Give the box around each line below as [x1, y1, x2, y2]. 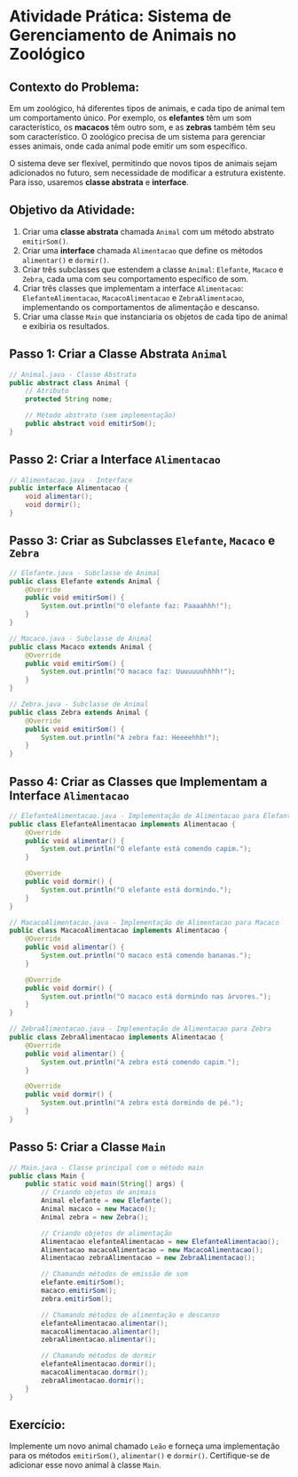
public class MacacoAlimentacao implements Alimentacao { [9, 927, 228, 935]
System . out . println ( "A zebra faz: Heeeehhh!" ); [41, 733, 220, 742]
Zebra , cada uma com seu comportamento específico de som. [21, 273, 249, 284]
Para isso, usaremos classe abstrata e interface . [9, 177, 189, 188]
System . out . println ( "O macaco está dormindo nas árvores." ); [41, 991, 272, 1001]
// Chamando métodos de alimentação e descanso [41, 1310, 220, 1320]
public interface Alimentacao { [9, 484, 129, 493]
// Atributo [25, 387, 69, 396]
